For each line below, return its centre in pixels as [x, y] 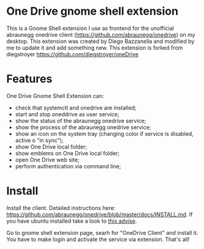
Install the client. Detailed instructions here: [61, 208]
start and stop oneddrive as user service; [67, 114]
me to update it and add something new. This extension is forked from [95, 48]
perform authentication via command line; [68, 166]
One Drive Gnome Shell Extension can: [55, 95]
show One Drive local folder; [51, 147]
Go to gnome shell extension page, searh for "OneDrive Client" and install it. [102, 232]
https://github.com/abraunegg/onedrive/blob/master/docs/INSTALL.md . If [100, 214]
